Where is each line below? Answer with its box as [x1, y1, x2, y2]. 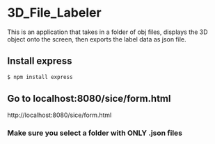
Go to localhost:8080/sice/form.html [7, 93, 171, 105]
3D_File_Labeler [7, 5, 102, 21]
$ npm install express [7, 73, 73, 80]
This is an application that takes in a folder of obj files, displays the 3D [7, 28, 208, 36]
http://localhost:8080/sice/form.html [7, 111, 112, 119]
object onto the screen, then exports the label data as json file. [7, 35, 186, 43]
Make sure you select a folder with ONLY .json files [7, 128, 183, 138]
